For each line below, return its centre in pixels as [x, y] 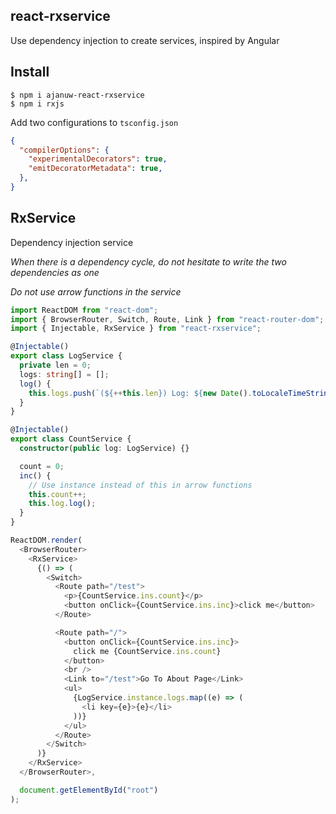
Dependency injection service [72, 242]
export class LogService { [66, 356]
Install [30, 72]
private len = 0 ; [55, 365]
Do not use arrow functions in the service [96, 291]
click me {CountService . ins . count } [147, 651]
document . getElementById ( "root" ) [89, 790]
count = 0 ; [42, 466]
